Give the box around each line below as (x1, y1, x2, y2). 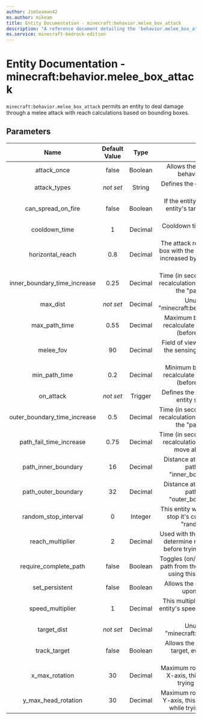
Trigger (130, 392, 151, 400)
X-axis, (166, 671, 188, 680)
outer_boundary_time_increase (9, 413, 96, 421)
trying (177, 678, 194, 687)
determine (163, 537, 192, 545)
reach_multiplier (29, 537, 76, 545)
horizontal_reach (29, 250, 77, 258)
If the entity (164, 196, 197, 205)
